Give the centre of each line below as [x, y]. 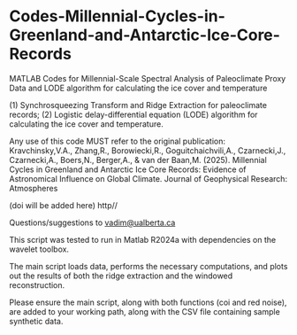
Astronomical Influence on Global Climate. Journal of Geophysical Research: [148, 178]
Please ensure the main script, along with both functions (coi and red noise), [148, 302]
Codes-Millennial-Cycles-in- [117, 16]
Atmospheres [34, 188]
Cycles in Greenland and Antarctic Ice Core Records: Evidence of [128, 169]
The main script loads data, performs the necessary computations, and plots [148, 266]
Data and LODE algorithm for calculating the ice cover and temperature [138, 88]
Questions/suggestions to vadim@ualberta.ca [92, 222]
